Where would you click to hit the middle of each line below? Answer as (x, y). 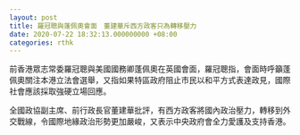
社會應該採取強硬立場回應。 (60, 91)
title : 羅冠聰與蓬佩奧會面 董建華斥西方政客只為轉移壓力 (103, 26)
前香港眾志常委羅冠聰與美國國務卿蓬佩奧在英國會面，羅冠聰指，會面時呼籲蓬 (150, 69)
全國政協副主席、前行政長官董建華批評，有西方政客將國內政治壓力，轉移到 (146, 110)
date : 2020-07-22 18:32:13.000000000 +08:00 (93, 34)
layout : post (33, 17)
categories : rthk (42, 42)
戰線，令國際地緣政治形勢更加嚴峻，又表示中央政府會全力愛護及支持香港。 (154, 122)
